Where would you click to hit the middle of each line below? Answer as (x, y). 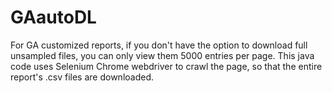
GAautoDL (53, 17)
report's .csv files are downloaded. (82, 77)
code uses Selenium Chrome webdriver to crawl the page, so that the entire (166, 66)
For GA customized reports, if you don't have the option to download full (159, 45)
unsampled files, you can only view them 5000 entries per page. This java (162, 55)
